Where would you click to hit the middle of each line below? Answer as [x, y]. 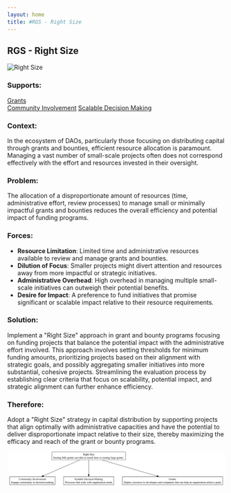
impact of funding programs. [48, 218]
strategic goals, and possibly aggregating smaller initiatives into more [106, 364]
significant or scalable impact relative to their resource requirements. [115, 302]
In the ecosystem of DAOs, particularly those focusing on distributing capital [116, 140]
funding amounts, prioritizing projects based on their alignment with [104, 357]
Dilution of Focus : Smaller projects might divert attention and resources [120, 266]
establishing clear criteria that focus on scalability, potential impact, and [110, 379]
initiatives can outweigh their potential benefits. [102, 288]
